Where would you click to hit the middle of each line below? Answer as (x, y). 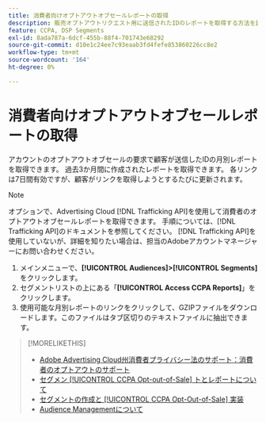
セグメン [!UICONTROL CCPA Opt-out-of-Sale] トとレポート (137, 379)
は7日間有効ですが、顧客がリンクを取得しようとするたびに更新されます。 (127, 178)
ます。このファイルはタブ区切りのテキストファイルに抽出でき (141, 317)
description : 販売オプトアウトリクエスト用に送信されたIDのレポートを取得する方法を (132, 23)
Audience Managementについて (91, 409)
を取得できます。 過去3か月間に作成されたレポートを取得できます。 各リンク (133, 169)
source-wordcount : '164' (49, 60)
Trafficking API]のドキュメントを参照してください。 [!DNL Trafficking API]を (132, 231)
